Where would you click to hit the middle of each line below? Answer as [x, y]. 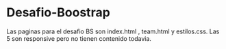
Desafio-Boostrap [58, 13]
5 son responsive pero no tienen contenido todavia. [79, 38]
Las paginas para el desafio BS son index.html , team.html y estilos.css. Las [113, 31]
